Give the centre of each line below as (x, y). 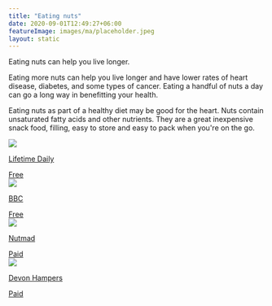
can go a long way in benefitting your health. (83, 95)
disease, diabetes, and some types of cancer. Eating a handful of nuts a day (136, 86)
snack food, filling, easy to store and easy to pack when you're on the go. (132, 128)
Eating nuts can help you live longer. (69, 62)
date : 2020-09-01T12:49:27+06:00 (65, 24)
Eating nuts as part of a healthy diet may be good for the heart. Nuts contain (136, 111)
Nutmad (22, 238)
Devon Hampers (36, 278)
